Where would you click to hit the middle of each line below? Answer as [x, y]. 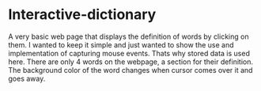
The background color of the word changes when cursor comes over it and [130, 70]
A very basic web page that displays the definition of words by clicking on [129, 36]
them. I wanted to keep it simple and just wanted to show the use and [121, 44]
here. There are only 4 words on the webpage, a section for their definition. [131, 62]
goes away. [27, 78]
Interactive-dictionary [82, 15]
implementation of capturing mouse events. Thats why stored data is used [129, 53]
